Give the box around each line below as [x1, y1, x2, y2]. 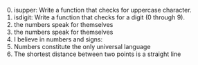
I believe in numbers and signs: [13, 35, 103, 44]
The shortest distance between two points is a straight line [13, 50, 181, 58]
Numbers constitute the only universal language [13, 43, 151, 50]
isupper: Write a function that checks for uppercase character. [13, 6, 192, 14]
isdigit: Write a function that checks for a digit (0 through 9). [13, 13, 186, 21]
